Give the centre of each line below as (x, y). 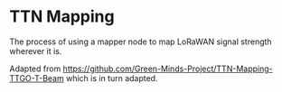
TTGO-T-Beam (37, 78)
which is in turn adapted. (112, 78)
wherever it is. (36, 51)
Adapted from (35, 69)
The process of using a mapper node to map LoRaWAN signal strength (141, 41)
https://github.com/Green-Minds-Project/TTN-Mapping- (168, 69)
